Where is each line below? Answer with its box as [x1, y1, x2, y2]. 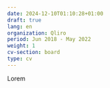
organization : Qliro [7, 29, 67, 37]
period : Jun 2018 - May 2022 [7, 36, 91, 43]
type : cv [7, 55, 33, 62]
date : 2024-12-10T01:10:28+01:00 [7, 10, 104, 17]
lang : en [7, 23, 33, 30]
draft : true [7, 17, 42, 24]
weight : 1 [7, 42, 36, 49]
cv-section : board [7, 49, 60, 56]
